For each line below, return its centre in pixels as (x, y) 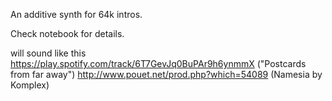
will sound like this (48, 53)
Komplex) (30, 85)
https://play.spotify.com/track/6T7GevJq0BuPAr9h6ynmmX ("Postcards (158, 63)
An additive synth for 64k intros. (76, 14)
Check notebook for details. (67, 33)
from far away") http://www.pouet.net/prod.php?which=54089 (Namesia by (166, 74)
